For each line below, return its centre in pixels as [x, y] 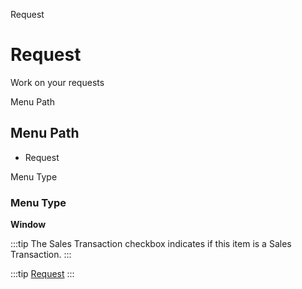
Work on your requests [57, 82]
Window [28, 225]
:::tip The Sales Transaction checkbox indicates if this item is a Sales [151, 244]
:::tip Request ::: [42, 274]
